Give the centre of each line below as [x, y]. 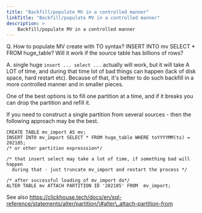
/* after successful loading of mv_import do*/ [68, 181]
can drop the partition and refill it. [48, 103]
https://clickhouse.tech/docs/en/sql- [76, 197]
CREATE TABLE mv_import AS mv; [46, 132]
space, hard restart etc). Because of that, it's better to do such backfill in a [100, 78]
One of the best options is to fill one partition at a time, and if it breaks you [100, 96]
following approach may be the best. [53, 121]
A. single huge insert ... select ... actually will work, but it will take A [98, 65]
